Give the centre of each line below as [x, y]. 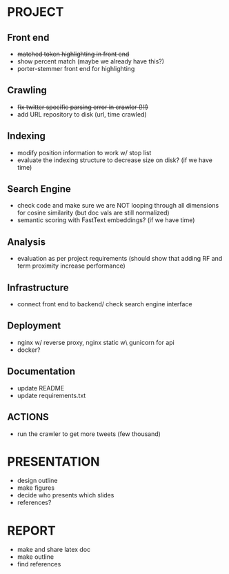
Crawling [27, 90]
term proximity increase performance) [71, 266]
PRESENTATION [53, 461]
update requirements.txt [51, 395]
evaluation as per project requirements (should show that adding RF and [120, 259]
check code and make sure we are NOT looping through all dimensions [118, 206]
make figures [36, 488]
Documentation [41, 372]
